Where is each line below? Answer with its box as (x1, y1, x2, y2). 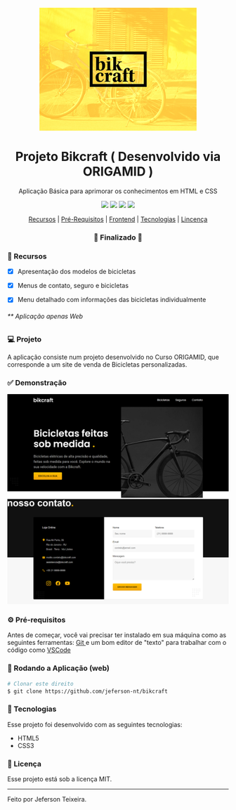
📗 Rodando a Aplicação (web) (7, 663, 110, 673)
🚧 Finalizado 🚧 (93, 233, 143, 242)
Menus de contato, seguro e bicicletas (17, 282, 129, 290)
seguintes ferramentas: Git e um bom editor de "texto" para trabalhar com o (7, 639, 227, 647)
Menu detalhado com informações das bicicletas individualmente (17, 296, 206, 304)
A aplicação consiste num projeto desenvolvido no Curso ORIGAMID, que (7, 353, 219, 361)
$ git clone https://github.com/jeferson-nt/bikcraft (7, 688, 169, 695)
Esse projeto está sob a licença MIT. (7, 775, 112, 783)
